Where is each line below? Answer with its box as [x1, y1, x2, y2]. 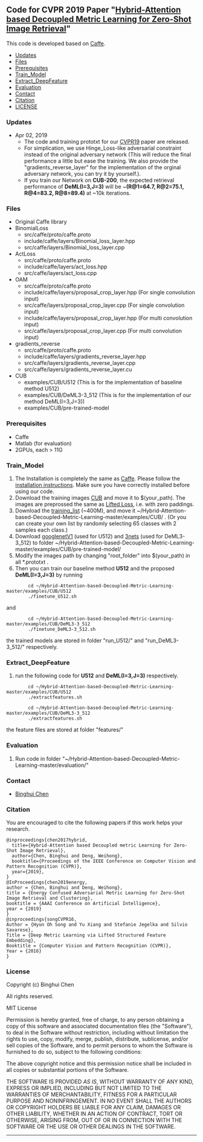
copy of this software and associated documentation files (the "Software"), [6, 1022, 193, 1030]
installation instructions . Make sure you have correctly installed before [14, 482, 190, 488]
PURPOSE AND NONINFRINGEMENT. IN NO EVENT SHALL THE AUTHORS [6, 1097, 192, 1105]
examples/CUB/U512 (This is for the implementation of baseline [24, 379, 182, 386]
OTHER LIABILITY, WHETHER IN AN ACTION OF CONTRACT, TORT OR [6, 1110, 182, 1117]
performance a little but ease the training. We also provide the [24, 157, 178, 165]
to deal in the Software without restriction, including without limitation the [6, 1029, 188, 1036]
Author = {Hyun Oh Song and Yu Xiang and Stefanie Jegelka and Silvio [6, 921, 188, 928]
